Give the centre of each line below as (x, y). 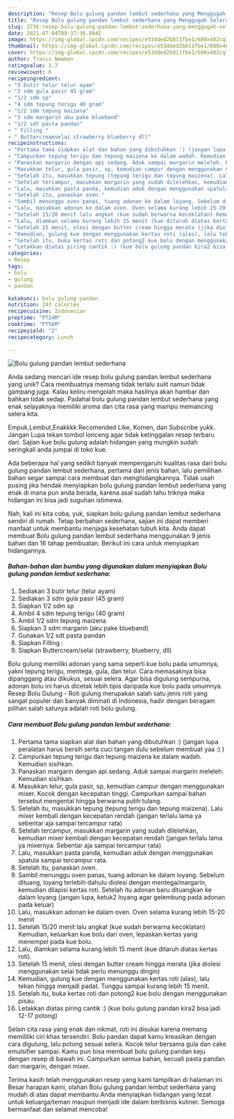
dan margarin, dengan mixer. (49, 1066)
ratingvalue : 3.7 (33, 65)
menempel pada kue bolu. (55, 942)
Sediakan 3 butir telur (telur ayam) (67, 591)
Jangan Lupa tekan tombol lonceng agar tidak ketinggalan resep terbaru (111, 434)
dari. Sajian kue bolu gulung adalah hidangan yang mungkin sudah (103, 442)
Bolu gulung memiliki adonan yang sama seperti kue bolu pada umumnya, (114, 664)
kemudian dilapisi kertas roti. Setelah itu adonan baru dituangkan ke (115, 890)
